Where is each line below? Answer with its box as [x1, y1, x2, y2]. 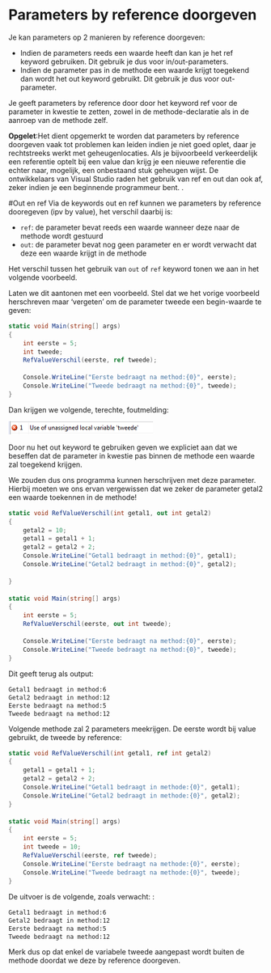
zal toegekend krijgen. [8, 459, 83, 469]
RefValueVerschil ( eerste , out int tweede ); [23, 620, 172, 628]
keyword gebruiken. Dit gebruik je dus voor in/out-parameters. [19, 57, 229, 66]
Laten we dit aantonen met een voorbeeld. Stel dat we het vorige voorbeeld [8, 288, 260, 298]
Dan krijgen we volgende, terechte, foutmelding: [8, 404, 169, 414]
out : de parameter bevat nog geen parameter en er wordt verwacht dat [19, 239, 257, 249]
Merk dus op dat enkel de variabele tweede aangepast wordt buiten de [8, 946, 245, 956]
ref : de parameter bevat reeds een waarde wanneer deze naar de [19, 222, 240, 232]
